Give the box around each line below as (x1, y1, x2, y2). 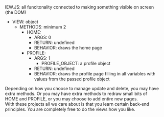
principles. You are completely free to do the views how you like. (5, 106, 136, 112)
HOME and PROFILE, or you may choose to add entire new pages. (5, 96, 138, 102)
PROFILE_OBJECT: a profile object (41, 61, 111, 66)
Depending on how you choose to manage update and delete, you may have (5, 86, 159, 91)
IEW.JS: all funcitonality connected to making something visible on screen (5, 4, 154, 10)
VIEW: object (12, 19, 38, 24)
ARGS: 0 (34, 34, 51, 40)
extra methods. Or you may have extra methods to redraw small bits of (5, 91, 148, 96)
